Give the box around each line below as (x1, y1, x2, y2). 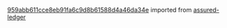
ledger (7, 13, 27, 21)
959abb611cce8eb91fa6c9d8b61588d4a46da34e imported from (7, 6, 192, 14)
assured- (193, 6, 220, 14)
